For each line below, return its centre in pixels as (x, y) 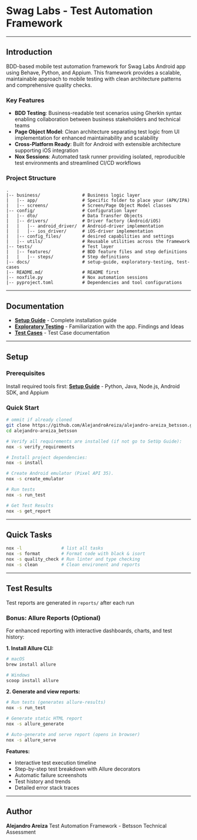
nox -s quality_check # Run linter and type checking (73, 559)
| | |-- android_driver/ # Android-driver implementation (85, 226)
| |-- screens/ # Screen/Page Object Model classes (89, 206)
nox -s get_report (28, 511)
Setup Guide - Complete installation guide (66, 321)
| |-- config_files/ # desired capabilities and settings (90, 237)
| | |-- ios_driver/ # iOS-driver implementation (80, 231)
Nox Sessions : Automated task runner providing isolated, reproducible (100, 157)
